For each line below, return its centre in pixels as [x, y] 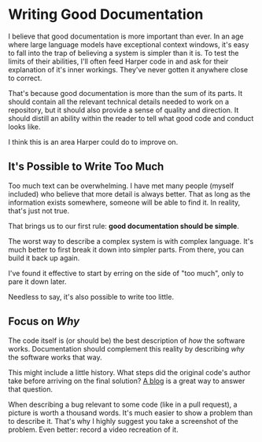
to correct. [25, 78]
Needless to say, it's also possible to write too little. [91, 297]
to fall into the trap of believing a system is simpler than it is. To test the [124, 53]
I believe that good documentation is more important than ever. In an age [126, 36]
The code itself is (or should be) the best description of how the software [127, 341]
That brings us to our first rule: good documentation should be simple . [124, 226]
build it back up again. [44, 258]
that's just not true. [39, 211]
